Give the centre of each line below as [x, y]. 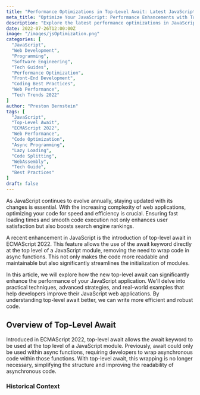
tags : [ [16, 112]
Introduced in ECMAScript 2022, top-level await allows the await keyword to [100, 339]
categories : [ [24, 39]
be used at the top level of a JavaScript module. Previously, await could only [100, 345]
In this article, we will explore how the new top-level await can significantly [98, 274]
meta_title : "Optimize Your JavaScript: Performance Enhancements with [97, 17]
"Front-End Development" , [44, 78]
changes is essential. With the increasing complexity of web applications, [96, 207]
